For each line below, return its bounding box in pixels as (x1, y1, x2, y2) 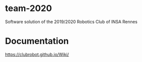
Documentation (5, 36, 69, 47)
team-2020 (5, 3, 52, 14)
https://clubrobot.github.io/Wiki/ (5, 51, 69, 57)
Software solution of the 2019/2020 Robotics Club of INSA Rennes (5, 19, 138, 25)
